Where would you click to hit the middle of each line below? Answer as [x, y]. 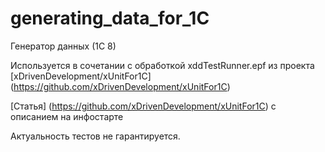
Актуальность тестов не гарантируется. [95, 136]
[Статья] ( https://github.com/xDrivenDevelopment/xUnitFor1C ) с [143, 106]
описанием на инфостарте [67, 116]
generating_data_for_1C [110, 18]
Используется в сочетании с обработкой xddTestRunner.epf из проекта [162, 65]
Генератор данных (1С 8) [63, 46]
